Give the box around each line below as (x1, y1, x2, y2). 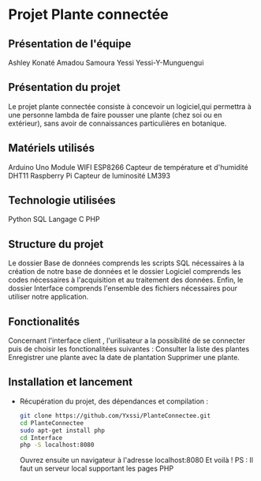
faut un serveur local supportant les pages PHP (19, 464, 174, 473)
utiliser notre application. (8, 292, 89, 302)
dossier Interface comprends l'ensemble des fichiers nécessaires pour (8, 284, 238, 293)
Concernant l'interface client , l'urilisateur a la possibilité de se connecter (8, 336, 246, 345)
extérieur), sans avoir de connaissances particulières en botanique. (8, 118, 227, 128)
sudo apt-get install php (19, 427, 105, 434)
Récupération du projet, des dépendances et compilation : (19, 396, 209, 406)
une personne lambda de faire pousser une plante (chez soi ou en (8, 110, 222, 119)
